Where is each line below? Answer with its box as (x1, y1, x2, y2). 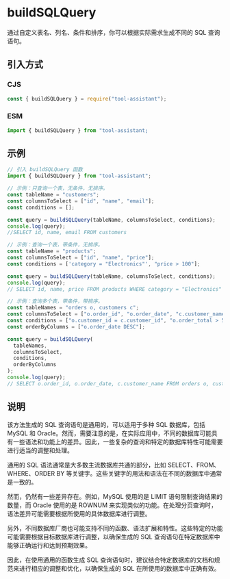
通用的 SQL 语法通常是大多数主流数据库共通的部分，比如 (7, 461, 166, 469)
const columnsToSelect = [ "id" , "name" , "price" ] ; (7, 255, 155, 261)
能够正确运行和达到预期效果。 (7, 541, 91, 549)
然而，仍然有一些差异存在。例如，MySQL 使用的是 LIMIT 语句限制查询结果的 (7, 492, 223, 500)
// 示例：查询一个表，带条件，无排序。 (7, 242, 103, 248)
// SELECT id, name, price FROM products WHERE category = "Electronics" (7, 285, 222, 292)
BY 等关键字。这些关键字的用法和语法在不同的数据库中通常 (56, 469, 222, 477)
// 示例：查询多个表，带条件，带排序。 (7, 298, 103, 305)
